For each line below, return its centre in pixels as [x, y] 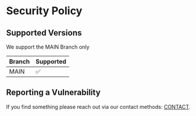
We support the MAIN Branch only [48, 47]
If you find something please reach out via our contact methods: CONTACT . [98, 107]
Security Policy [44, 11]
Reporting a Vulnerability [53, 93]
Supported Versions [44, 33]
